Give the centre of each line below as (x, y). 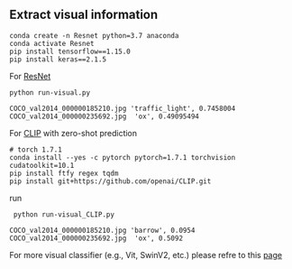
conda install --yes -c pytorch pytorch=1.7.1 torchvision (123, 157)
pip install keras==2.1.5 (58, 59)
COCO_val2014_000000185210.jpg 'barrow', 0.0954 (102, 230)
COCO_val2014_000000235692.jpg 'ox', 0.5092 (96, 238)
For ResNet (30, 76)
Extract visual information (84, 15)
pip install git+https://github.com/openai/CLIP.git (110, 181)
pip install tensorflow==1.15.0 (70, 51)
